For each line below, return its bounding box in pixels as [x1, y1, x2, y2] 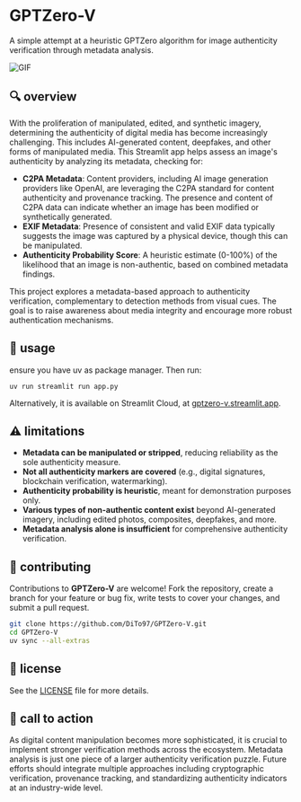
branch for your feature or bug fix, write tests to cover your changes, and [9, 593, 280, 604]
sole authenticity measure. [22, 457, 121, 468]
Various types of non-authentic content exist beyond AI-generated [22, 505, 276, 516]
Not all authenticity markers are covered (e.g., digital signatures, [22, 466, 266, 477]
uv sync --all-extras [9, 636, 91, 645]
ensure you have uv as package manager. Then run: [9, 365, 202, 375]
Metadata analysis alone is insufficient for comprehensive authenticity [22, 524, 288, 534]
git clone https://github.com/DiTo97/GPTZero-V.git [9, 620, 207, 629]
